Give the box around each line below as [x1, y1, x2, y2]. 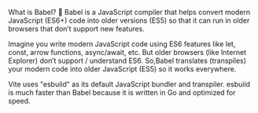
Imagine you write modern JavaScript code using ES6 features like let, [8, 39, 236, 49]
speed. [8, 97, 31, 105]
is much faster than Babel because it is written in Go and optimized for [8, 88, 236, 97]
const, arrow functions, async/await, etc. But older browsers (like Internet [8, 48, 246, 56]
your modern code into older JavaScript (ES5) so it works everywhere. [8, 64, 237, 74]
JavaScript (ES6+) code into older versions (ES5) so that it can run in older [8, 16, 250, 25]
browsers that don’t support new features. [8, 24, 146, 33]
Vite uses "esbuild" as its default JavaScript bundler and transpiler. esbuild [8, 79, 250, 89]
